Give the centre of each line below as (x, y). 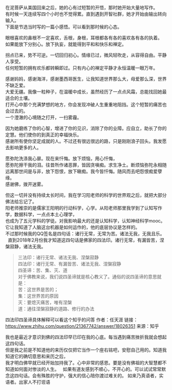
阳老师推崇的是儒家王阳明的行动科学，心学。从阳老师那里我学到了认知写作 (84, 208)
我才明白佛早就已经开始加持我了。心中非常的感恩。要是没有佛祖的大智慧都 (84, 363)
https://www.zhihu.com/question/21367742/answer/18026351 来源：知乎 (82, 326)
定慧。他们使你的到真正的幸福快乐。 (44, 135)
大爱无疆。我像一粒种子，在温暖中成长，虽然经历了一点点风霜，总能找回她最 (86, 92)
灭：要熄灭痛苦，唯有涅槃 (45, 302)
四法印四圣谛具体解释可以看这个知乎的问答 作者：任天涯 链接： (72, 320)
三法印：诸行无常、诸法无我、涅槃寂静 (58, 257)
